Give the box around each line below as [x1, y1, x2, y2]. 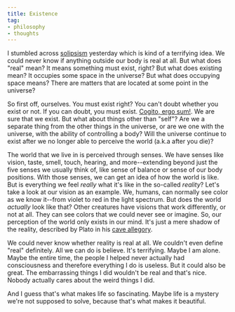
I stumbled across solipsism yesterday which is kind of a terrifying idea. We [7, 49, 225, 57]
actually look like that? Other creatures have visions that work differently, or [7, 203, 227, 211]
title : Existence [7, 10, 58, 18]
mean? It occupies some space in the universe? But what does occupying [7, 72, 220, 80]
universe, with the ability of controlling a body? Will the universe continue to [7, 130, 227, 138]
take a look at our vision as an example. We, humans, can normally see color [7, 188, 229, 196]
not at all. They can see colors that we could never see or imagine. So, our [7, 210, 222, 219]
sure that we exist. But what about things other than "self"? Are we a [7, 115, 206, 123]
